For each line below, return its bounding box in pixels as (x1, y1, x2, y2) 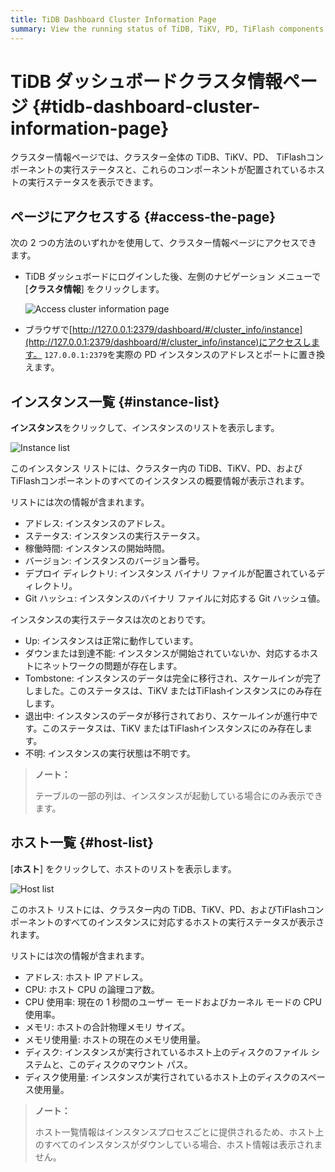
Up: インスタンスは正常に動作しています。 (24, 635, 199, 647)
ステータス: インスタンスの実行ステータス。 (24, 530, 206, 542)
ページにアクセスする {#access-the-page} (10, 208, 277, 225)
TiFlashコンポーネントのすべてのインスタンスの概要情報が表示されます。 (10, 475, 310, 487)
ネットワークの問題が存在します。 (42, 660, 183, 672)
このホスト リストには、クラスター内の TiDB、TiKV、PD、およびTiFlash (10, 903, 307, 915)
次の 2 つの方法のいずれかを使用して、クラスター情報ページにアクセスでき (10, 237, 318, 249)
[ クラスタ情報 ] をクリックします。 (24, 283, 165, 295)
